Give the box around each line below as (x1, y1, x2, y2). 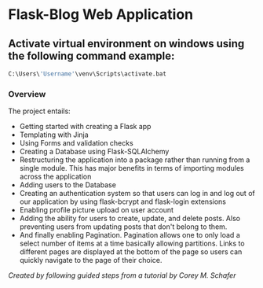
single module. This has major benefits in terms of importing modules (19, 164, 245, 173)
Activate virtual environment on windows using (8, 37, 245, 50)
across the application (19, 172, 92, 182)
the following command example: (8, 49, 175, 62)
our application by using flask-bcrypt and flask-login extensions (19, 197, 226, 206)
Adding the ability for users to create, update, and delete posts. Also (19, 214, 241, 223)
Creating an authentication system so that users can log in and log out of (19, 189, 255, 198)
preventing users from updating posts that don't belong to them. (19, 222, 228, 231)
